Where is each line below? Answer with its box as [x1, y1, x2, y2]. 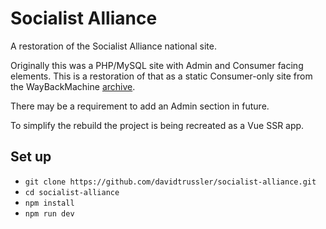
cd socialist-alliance [24, 187, 120, 197]
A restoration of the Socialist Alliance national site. [10, 40, 217, 52]
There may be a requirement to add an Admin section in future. [10, 100, 270, 112]
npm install [24, 198, 75, 208]
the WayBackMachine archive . [10, 80, 136, 92]
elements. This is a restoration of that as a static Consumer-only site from [10, 70, 313, 82]
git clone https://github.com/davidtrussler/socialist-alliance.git [24, 177, 317, 187]
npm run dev [24, 208, 75, 219]
